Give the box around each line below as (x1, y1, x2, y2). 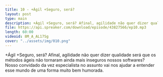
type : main (5, 16, 27, 21)
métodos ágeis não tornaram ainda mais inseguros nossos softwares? (5, 57, 145, 63)
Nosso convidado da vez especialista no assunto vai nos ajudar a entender (5, 62, 155, 68)
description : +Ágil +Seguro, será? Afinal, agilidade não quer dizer (5, 20, 149, 26)
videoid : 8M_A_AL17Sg (5, 34, 49, 39)
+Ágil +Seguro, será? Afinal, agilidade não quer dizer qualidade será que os (5, 52, 156, 58)
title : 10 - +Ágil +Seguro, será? (5, 7, 75, 12)
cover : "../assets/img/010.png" (5, 39, 70, 44)
